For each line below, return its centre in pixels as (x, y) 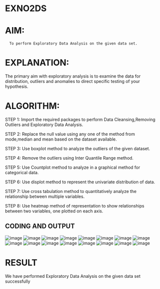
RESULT (21, 263)
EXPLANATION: (37, 63)
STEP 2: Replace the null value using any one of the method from (70, 134)
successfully (18, 281)
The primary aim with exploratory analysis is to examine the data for (73, 76)
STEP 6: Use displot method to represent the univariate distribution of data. (80, 182)
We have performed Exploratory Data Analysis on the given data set (73, 276)
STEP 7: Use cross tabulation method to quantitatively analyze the (71, 191)
